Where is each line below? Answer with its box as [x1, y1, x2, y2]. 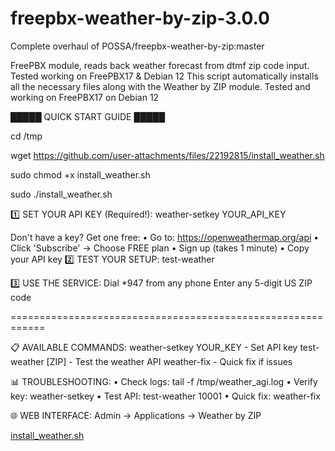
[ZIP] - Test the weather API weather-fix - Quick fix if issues [46, 355, 293, 367]
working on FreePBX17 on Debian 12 [10, 91, 160, 103]
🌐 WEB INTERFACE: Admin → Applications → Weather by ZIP [10, 409, 262, 421]
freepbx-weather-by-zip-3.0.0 [10, 7, 270, 30]
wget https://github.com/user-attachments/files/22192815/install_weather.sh [10, 149, 325, 161]
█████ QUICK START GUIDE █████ [10, 110, 166, 122]
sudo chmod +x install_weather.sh [10, 168, 151, 181]
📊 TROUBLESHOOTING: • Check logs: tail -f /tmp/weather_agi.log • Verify [10, 375, 318, 387]
